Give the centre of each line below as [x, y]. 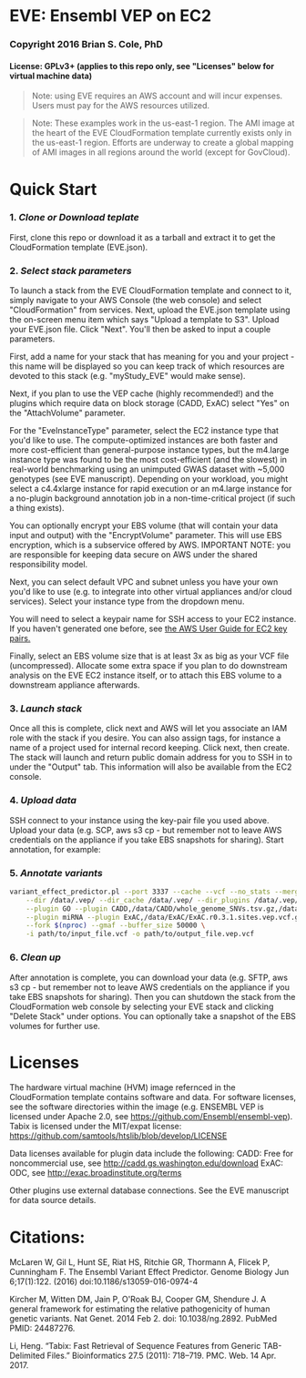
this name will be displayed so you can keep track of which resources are [147, 366]
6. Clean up [36, 957]
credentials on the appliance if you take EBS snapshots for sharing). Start [147, 840]
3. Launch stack [46, 709]
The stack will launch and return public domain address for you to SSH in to [151, 758]
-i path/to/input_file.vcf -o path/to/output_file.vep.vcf [140, 934]
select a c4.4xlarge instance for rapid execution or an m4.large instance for [151, 489]
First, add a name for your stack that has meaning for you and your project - [152, 357]
